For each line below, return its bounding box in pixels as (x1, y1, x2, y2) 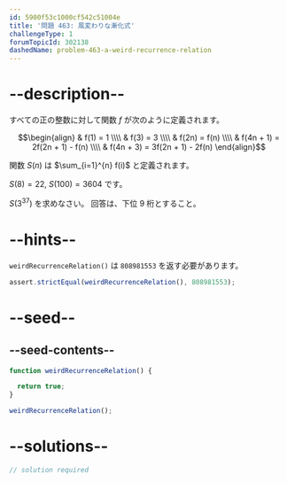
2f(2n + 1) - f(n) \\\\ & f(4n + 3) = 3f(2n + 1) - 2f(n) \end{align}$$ (32, 142, 266, 152)
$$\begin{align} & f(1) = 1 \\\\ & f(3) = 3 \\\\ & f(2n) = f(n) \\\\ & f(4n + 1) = (17, 132, 281, 143)
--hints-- (9, 230, 77, 249)
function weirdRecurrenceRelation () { (9, 366, 152, 375)
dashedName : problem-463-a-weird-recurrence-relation (9, 46, 213, 55)
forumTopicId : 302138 (9, 37, 89, 47)
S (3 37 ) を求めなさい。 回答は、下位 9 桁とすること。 (9, 197, 201, 208)
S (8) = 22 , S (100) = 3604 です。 (9, 179, 128, 190)
